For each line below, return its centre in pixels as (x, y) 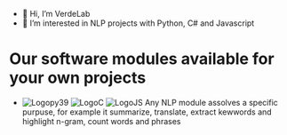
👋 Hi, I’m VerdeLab (56, 14)
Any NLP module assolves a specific (211, 102)
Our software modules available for (142, 59)
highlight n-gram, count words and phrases (101, 121)
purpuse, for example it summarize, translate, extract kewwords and (147, 112)
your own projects (78, 78)
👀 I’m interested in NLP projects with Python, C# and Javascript (138, 23)
